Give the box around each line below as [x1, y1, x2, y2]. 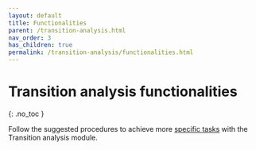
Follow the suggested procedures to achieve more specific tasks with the [8, 124, 248, 133]
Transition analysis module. [8, 133, 98, 142]
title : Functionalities [8, 19, 87, 27]
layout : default [8, 11, 62, 20]
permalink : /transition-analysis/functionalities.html [8, 48, 194, 56]
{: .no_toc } [8, 109, 45, 118]
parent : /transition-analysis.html [8, 26, 126, 34]
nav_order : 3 [8, 33, 52, 42]
